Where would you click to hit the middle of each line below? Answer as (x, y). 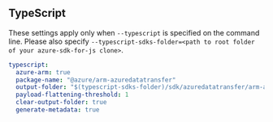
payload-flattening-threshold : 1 (72, 95)
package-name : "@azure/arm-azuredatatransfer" (96, 80)
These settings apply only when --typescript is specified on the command (134, 32)
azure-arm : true (43, 72)
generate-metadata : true (58, 110)
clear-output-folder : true (61, 103)
